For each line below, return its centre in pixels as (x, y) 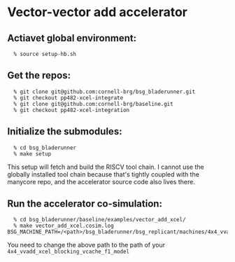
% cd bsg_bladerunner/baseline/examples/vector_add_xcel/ (100, 220)
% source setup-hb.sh (45, 54)
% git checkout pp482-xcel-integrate (69, 98)
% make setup (33, 154)
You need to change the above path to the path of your (86, 245)
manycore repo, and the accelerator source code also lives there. (101, 181)
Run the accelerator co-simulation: (85, 204)
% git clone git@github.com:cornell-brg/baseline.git (93, 104)
